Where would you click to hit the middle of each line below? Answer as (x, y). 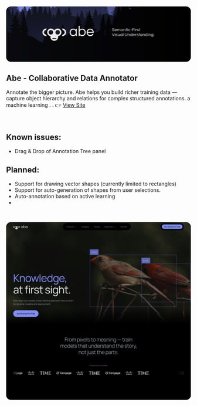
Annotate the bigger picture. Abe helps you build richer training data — (92, 92)
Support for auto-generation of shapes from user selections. (88, 190)
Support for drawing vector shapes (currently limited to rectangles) (96, 184)
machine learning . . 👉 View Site (46, 105)
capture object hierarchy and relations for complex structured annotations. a (98, 99)
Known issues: (34, 137)
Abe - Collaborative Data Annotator (72, 78)
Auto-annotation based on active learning (65, 197)
